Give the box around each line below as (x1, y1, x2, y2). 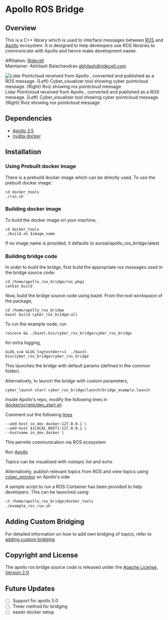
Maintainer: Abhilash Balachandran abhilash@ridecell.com (5, 63, 126, 69)
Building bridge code (5, 253, 58, 260)
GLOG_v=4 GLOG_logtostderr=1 (5, 350, 67, 355)
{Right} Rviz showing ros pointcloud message (5, 100, 100, 106)
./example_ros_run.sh (5, 503, 51, 508)
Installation (5, 148, 41, 156)
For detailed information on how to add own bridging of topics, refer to (5, 531, 152, 537)
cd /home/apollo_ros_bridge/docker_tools (5, 499, 94, 504)
